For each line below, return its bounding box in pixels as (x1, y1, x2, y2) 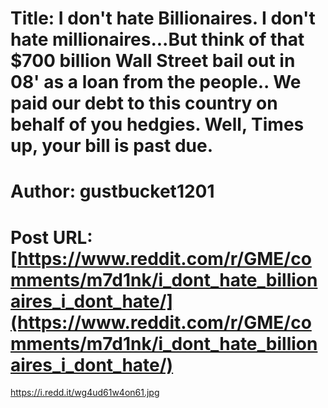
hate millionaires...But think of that (10, 28, 305, 51)
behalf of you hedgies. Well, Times (10, 113, 305, 136)
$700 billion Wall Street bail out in (10, 50, 296, 72)
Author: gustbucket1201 (10, 180, 215, 203)
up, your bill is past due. (10, 135, 213, 157)
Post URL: (10, 226, 93, 249)
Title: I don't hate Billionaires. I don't (10, 7, 316, 30)
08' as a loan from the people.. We (10, 71, 302, 94)
